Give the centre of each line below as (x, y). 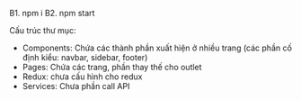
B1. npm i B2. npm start (52, 13)
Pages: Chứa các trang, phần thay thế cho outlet (112, 67)
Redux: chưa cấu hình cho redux (82, 77)
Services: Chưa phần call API (76, 86)
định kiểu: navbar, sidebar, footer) (85, 57)
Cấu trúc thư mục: (43, 30)
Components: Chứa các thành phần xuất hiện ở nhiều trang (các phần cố (157, 48)
